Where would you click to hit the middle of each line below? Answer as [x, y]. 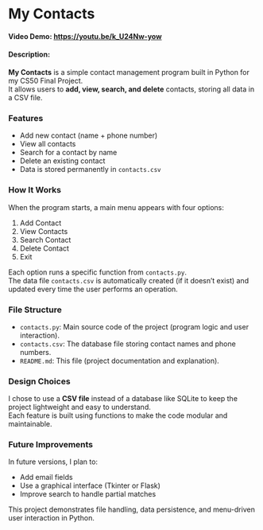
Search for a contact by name [68, 153]
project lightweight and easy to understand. [79, 407]
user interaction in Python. [52, 518]
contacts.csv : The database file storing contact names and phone [128, 344]
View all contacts [48, 144]
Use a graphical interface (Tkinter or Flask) [90, 485]
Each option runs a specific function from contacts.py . [97, 272]
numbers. [35, 352]
